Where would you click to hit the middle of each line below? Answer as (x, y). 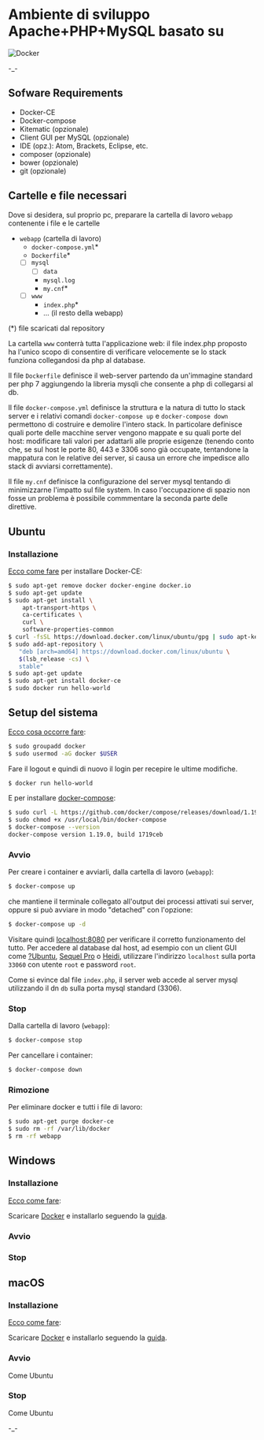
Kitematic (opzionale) (54, 129)
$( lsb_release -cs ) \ (54, 659)
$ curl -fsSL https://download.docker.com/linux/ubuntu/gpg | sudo (121, 637)
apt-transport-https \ (59, 608)
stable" (31, 666)
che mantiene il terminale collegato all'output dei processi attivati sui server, (131, 901)
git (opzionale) (43, 170)
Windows (32, 1161)
